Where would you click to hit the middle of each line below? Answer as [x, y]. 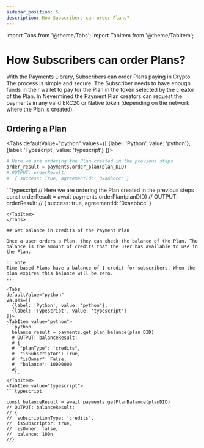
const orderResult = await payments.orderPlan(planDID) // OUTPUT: [92, 196]
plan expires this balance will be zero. [60, 273]
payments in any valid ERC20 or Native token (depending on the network [98, 103]
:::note [16, 262]
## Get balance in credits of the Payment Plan [68, 230]
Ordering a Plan [37, 128]
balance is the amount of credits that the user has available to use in [102, 246]
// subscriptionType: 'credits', [50, 418]
